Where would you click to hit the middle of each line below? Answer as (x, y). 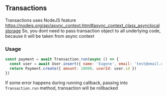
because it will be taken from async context (50, 36)
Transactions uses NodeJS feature (41, 20)
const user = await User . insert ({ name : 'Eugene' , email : (71, 64)
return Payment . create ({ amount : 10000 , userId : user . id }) (73, 68)
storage (13, 31)
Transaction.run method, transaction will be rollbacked (62, 88)
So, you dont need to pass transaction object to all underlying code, (91, 31)
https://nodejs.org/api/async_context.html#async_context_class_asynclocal (83, 25)
